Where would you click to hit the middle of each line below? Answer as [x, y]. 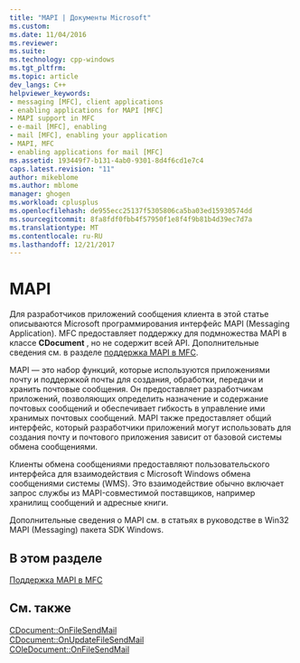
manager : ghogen [40, 194]
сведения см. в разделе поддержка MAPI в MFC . [104, 352]
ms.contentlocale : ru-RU [56, 236]
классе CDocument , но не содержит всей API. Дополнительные [134, 343]
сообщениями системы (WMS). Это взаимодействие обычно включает [147, 483]
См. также [41, 608]
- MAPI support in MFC [52, 118]
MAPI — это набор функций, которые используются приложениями [140, 370]
